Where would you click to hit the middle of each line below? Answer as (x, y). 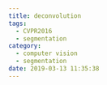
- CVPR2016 (34, 31)
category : (25, 46)
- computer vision (47, 53)
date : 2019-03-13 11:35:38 (54, 69)
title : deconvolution (45, 16)
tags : (17, 23)
